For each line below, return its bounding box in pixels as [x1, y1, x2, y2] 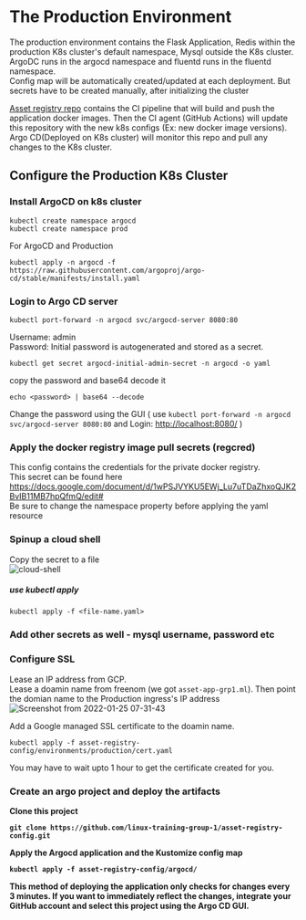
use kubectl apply [9, 584, 79, 595]
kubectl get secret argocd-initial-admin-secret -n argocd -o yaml [9, 359, 271, 368]
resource [9, 510, 44, 521]
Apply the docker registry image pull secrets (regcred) [9, 441, 256, 454]
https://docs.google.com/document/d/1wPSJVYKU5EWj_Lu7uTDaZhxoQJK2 [9, 481, 297, 492]
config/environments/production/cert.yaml [9, 746, 173, 755]
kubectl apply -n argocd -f [9, 257, 117, 267]
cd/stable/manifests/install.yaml [9, 274, 141, 283]
